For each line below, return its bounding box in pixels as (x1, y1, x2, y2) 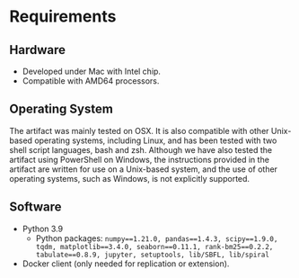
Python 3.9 (22, 223, 64, 234)
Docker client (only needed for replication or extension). (22, 258, 230, 269)
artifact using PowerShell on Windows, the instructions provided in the (9, 154, 269, 165)
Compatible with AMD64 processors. (22, 76, 160, 86)
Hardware (9, 42, 66, 58)
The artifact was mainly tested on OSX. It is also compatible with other (9, 125, 269, 136)
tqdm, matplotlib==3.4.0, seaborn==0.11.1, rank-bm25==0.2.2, (35, 242, 274, 251)
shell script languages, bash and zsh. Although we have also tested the (9, 144, 272, 155)
